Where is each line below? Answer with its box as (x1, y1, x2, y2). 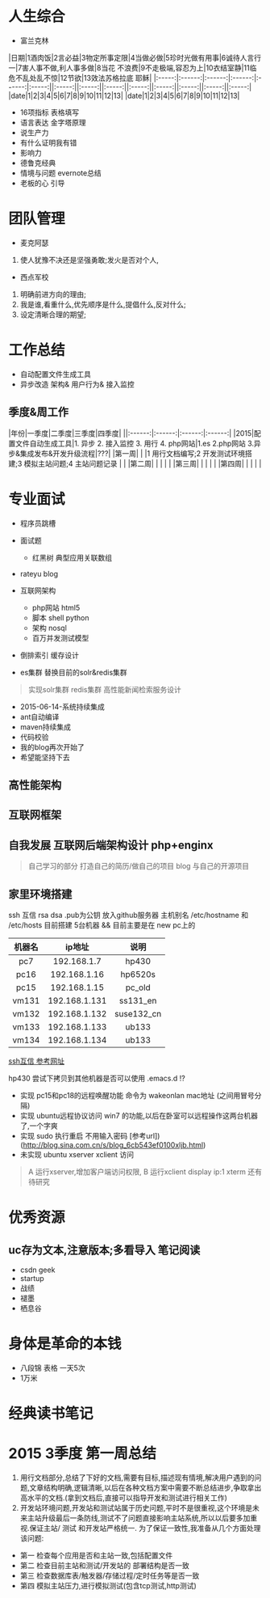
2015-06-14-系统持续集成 (19, 701, 105, 712)
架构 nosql (31, 623, 67, 632)
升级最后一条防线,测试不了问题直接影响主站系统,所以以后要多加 (41, 1513, 251, 1523)
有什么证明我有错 (19, 137, 77, 147)
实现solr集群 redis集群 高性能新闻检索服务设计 (27, 684, 181, 694)
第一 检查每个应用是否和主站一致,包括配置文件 (19, 1550, 173, 1561)
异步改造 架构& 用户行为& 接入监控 (19, 379, 135, 389)
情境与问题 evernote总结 (19, 167, 102, 178)
